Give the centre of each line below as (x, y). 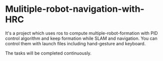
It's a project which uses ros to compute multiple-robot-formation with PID (81, 33)
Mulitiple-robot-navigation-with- (75, 9)
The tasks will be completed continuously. (48, 53)
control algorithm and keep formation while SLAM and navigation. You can (81, 38)
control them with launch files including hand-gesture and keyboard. (76, 43)
